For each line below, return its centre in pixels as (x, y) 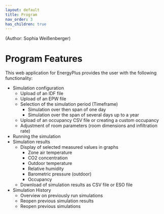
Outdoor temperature (50, 163)
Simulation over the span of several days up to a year (84, 115)
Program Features (44, 59)
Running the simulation (37, 137)
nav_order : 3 (19, 19)
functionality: (19, 78)
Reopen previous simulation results (57, 201)
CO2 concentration (48, 158)
